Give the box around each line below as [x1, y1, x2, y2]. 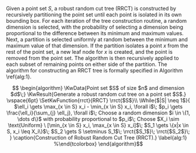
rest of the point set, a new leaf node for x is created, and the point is [6, 48, 173, 55]
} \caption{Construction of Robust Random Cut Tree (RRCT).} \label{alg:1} [9, 134, 187, 141]
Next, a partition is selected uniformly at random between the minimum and [6, 36, 188, 43]
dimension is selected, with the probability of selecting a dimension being [6, 23, 183, 30]
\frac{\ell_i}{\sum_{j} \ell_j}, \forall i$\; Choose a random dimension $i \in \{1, [6, 109, 191, 116]
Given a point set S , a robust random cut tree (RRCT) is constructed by [6, 5, 177, 12]
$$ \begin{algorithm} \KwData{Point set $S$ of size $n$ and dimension [12, 85, 185, 91]
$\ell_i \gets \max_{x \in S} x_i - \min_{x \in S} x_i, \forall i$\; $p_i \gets [13, 103, 183, 110]
